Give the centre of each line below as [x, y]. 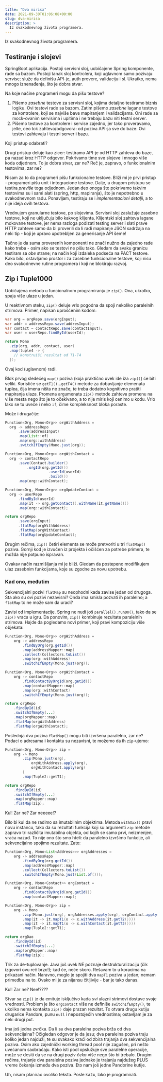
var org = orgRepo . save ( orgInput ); [41, 319]
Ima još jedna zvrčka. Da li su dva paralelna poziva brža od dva [68, 1029]
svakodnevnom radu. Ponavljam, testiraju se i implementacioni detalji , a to [79, 198]
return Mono [17, 342]
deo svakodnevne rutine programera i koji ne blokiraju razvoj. [66, 264]
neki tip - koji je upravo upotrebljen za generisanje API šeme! [66, 233]
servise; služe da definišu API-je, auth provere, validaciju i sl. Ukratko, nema [81, 79]
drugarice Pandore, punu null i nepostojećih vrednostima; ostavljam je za [79, 1014]
